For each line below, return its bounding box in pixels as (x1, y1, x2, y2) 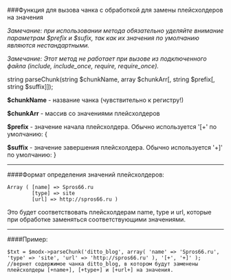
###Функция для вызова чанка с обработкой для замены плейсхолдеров (7, 6, 223, 14)
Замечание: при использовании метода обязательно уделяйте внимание (7, 27, 224, 34)
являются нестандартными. (7, 41, 90, 49)
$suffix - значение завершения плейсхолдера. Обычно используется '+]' (7, 143, 223, 151)
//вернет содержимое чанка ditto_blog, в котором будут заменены (7, 261, 198, 268)
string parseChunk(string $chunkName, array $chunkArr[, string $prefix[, (7, 75, 215, 83)
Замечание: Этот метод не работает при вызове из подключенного (7, 54, 208, 63)
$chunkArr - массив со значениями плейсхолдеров (7, 110, 160, 117)
